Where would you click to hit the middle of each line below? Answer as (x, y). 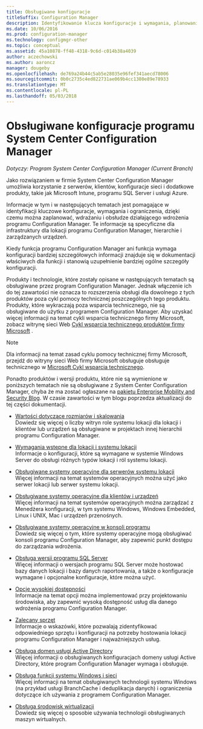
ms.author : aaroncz (31, 62)
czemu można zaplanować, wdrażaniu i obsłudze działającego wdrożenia (98, 217)
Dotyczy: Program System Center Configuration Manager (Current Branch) (100, 168)
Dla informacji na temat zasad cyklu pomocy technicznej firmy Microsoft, (97, 354)
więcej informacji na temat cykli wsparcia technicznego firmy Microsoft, (96, 318)
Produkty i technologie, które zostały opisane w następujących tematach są (100, 279)
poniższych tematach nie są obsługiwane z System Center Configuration (97, 385)
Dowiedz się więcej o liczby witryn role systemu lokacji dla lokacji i (98, 422)
